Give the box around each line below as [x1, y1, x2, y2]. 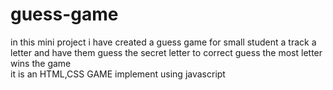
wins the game [10, 57, 72, 69]
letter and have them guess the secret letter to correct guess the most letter [10, 46, 323, 58]
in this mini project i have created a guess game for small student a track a [10, 36, 317, 48]
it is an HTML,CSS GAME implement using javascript [10, 68, 226, 80]
